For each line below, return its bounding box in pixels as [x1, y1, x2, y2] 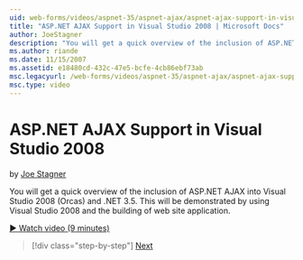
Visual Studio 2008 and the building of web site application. [9, 205, 231, 216]
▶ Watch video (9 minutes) [9, 222, 110, 233]
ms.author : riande [9, 47, 78, 56]
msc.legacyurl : [9, 72, 67, 81]
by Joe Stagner [9, 168, 67, 179]
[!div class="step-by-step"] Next [31, 240, 153, 251]
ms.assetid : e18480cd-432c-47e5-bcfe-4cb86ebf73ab [9, 64, 204, 73]
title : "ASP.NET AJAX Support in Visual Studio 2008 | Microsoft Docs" [9, 22, 284, 31]
